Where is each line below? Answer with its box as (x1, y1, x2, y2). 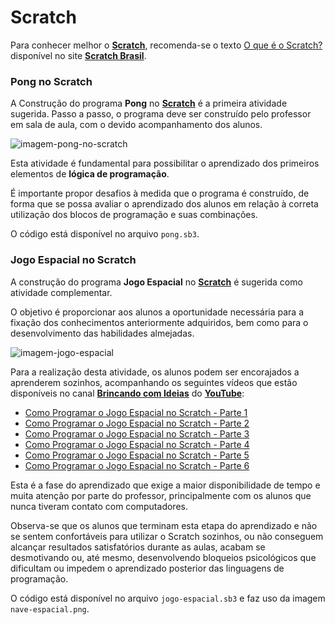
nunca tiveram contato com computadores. (10, 500, 188, 512)
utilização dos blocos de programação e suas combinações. (10, 209, 258, 221)
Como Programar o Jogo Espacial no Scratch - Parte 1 (24, 406, 248, 418)
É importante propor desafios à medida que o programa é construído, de (10, 187, 310, 200)
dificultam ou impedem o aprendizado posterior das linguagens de (10, 562, 285, 574)
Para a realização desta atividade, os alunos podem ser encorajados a (10, 366, 300, 378)
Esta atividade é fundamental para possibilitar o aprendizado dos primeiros (10, 157, 320, 170)
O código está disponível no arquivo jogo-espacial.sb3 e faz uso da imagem (10, 592, 326, 604)
